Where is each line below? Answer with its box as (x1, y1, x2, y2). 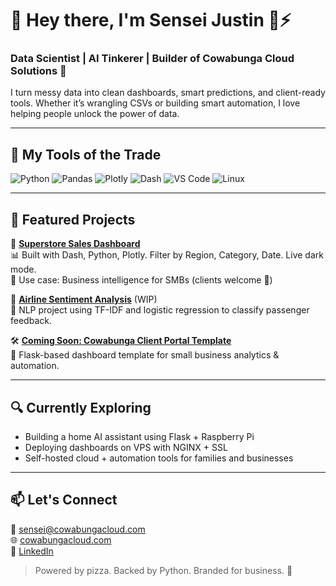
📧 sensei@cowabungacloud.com (10, 523, 146, 535)
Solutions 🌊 (10, 64, 67, 78)
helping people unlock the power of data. (10, 108, 180, 120)
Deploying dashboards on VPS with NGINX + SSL (24, 441, 228, 453)
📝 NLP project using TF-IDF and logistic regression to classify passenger (10, 304, 310, 316)
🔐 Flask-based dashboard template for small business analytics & (10, 349, 280, 361)
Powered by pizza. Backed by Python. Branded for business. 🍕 (34, 564, 293, 576)
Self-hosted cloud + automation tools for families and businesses (24, 452, 294, 464)
